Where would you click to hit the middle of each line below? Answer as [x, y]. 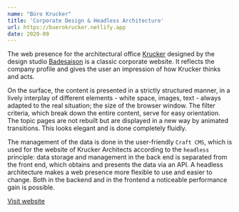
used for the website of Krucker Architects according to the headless [108, 149]
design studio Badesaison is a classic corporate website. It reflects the [111, 62]
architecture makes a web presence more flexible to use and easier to [110, 172]
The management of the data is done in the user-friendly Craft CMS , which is [120, 142]
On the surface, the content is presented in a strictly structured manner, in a [119, 90]
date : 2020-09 [29, 34]
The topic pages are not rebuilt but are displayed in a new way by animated [118, 121]
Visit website [26, 201]
